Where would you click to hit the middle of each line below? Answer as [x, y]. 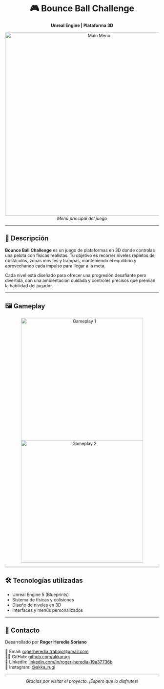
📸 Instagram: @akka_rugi [30, 667]
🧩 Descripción [27, 239]
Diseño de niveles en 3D [37, 605]
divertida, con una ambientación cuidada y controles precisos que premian [80, 280]
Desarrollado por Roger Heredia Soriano [46, 642]
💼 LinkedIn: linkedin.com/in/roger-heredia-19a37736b [59, 662]
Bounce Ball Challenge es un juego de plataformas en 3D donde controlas [80, 250]
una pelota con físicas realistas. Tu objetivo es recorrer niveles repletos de [80, 255]
